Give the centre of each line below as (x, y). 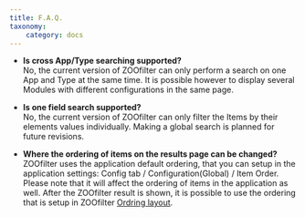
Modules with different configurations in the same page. (128, 90)
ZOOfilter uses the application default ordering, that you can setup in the (159, 164)
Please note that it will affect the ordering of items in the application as (155, 183)
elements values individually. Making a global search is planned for (148, 127)
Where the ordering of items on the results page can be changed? (150, 154)
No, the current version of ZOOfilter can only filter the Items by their (150, 117)
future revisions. (53, 137)
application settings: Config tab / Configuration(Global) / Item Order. (151, 173)
